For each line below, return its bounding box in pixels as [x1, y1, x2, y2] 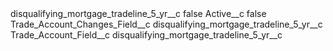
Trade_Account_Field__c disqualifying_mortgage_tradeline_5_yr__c [10, 29, 283, 41]
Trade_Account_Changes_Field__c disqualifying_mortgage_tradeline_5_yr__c [10, 18, 323, 30]
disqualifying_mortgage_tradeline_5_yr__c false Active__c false [10, 8, 267, 19]
